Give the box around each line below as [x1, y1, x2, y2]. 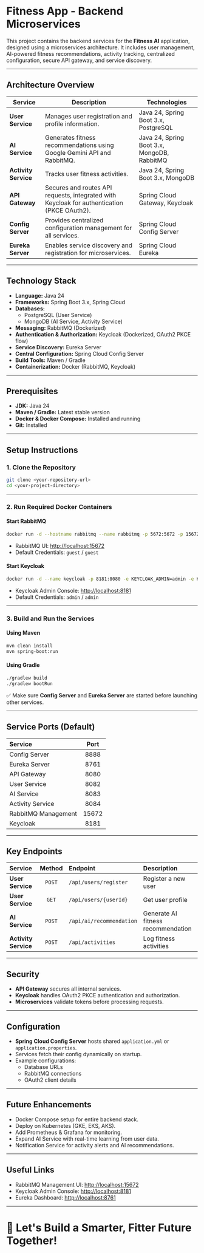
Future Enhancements [6, 1099, 92, 1110]
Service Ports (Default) [6, 722, 95, 732]
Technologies [146, 98, 187, 106]
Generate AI [143, 909, 177, 918]
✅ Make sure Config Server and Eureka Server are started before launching [6, 691, 197, 699]
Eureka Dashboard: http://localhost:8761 [15, 1193, 117, 1201]
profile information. [45, 120, 100, 128]
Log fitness [143, 934, 175, 943]
